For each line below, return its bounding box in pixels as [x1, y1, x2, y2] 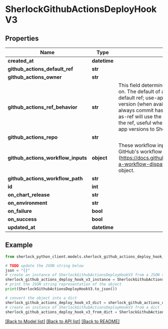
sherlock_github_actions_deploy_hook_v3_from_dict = [5, 309, 117, 314]
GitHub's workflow [118, 148, 162, 155]
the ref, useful [118, 119, 151, 126]
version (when [118, 101, 152, 107]
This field [118, 82, 140, 89]
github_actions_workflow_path [7, 175, 83, 182]
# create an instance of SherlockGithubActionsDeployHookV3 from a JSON [5, 272, 160, 277]
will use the [134, 113, 161, 120]
